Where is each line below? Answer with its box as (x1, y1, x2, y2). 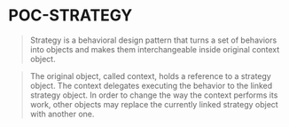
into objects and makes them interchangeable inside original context (29, 44, 280, 54)
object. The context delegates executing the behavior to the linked (29, 80, 273, 91)
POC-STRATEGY (8, 5, 133, 26)
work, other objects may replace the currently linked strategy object (29, 99, 278, 109)
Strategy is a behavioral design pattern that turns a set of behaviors (29, 35, 277, 45)
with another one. (29, 108, 95, 119)
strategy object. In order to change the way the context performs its (29, 90, 278, 100)
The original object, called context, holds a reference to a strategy (29, 70, 271, 81)
